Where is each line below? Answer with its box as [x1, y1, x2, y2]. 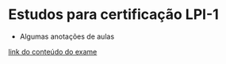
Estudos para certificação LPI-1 [8, 6, 220, 24]
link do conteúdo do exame [8, 47, 98, 56]
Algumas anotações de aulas [19, 32, 115, 41]
